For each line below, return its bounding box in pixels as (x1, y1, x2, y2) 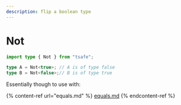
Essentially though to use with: (6, 81, 81, 88)
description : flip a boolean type (6, 8, 92, 15)
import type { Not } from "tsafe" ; (6, 54, 94, 60)
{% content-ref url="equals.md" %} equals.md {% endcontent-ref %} (6, 93, 176, 100)
